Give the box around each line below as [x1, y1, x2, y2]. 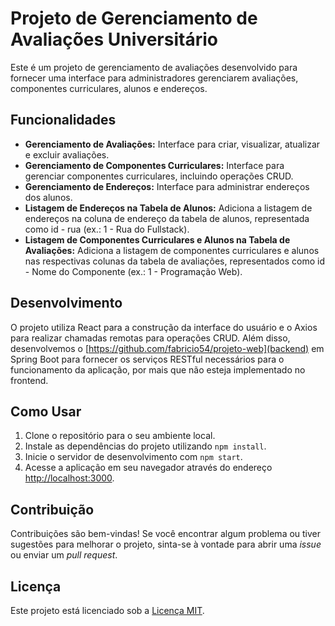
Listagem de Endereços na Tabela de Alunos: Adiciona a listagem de [24, 202, 313, 214]
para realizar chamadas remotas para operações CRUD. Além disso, [10, 332, 291, 344]
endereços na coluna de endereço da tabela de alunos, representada [24, 212, 310, 224]
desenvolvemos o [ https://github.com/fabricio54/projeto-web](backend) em [10, 342, 325, 354]
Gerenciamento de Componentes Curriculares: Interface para [24, 159, 285, 171]
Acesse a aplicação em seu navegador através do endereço [24, 462, 273, 474]
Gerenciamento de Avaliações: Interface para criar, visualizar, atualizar [24, 138, 321, 150]
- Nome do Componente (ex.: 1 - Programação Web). [24, 265, 243, 277]
